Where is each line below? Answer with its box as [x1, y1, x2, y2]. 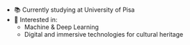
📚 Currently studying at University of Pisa [13, 6, 135, 14]
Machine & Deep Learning [24, 23, 100, 31]
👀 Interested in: [13, 16, 58, 24]
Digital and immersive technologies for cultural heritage [24, 30, 184, 38]
